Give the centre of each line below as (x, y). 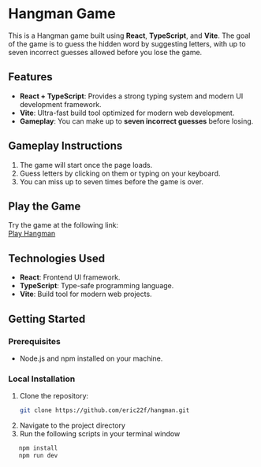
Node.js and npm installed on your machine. (91, 358)
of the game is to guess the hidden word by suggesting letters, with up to (127, 43)
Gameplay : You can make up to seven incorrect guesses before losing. (136, 121)
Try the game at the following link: (63, 225)
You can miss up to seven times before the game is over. (111, 181)
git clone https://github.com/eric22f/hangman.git (104, 410)
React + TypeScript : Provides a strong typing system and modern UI (131, 96)
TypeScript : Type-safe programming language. (97, 286)
